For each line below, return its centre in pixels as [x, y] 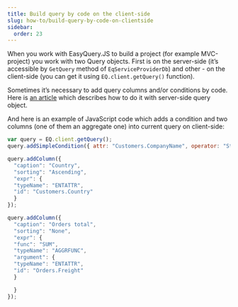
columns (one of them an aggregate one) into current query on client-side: [116, 127]
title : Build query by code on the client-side [79, 14]
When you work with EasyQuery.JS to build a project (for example [103, 54]
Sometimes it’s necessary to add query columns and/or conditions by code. [118, 90]
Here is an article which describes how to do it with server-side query [109, 98]
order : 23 [28, 34]
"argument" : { [34, 257]
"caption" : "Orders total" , [55, 224]
